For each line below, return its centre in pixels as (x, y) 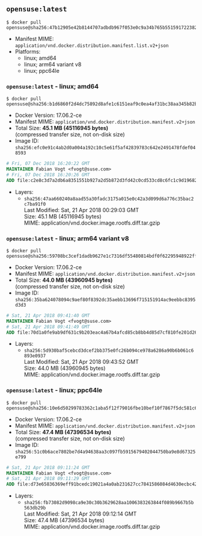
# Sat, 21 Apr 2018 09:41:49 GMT (48, 327)
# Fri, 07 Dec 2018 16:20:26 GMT (48, 175)
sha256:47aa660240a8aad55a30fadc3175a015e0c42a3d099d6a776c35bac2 (109, 199)
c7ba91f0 (35, 204)
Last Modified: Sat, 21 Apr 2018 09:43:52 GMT (81, 362)
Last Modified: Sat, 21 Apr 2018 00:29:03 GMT (81, 210)
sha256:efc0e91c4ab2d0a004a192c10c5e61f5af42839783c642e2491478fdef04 (105, 148)
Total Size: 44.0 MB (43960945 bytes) (64, 280)
